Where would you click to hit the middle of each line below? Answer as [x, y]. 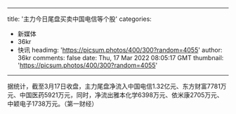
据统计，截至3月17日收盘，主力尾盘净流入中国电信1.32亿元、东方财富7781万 [117, 86]
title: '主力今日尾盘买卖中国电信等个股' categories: [80, 19]
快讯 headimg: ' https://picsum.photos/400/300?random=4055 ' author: [120, 50]
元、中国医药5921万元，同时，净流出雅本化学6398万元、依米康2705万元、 [115, 95]
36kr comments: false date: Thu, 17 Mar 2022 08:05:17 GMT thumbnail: [120, 58]
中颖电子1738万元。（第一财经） [53, 104]
